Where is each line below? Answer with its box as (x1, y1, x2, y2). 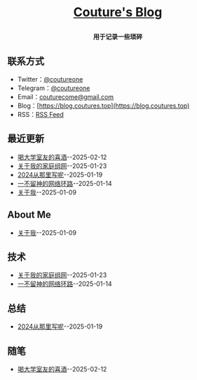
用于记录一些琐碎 (93, 32, 142, 41)
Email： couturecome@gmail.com (17, 93, 114, 101)
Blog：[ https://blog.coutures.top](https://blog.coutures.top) (17, 101, 190, 110)
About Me (7, 209, 51, 221)
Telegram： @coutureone (17, 84, 90, 92)
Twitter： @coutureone (17, 75, 83, 83)
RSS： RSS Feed (17, 110, 64, 118)
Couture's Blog (73, 4, 163, 20)
